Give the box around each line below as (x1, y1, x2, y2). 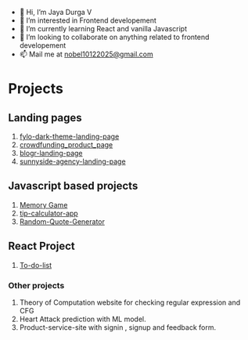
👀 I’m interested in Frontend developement (19, 16, 156, 25)
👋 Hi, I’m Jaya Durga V (19, 8, 92, 16)
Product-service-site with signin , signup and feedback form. (19, 322, 217, 332)
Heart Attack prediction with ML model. (19, 314, 146, 324)
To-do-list (19, 260, 52, 269)
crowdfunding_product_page (19, 140, 113, 149)
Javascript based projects (8, 179, 138, 193)
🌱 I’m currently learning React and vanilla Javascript (19, 24, 188, 33)
